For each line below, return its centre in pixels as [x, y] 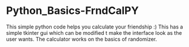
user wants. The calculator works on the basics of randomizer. [82, 39]
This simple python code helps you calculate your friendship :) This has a [95, 27]
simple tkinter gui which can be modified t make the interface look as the [94, 32]
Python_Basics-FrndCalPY [72, 11]
